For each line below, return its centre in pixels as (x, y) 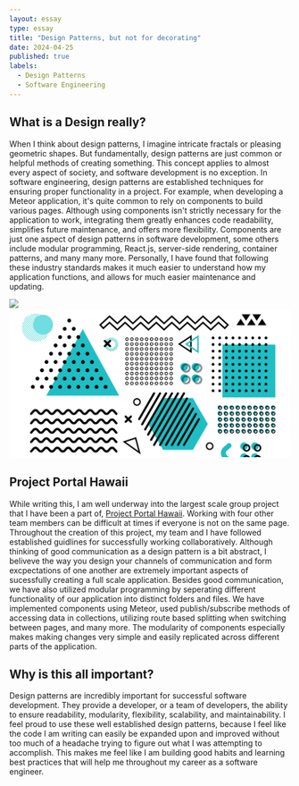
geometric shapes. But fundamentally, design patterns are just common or (146, 153)
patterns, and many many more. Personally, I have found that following (139, 258)
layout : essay (36, 19)
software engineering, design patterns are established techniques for (137, 182)
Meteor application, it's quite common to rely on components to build (136, 200)
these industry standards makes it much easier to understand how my (137, 267)
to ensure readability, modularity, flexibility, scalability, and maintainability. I (147, 714)
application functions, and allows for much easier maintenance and (133, 276)
